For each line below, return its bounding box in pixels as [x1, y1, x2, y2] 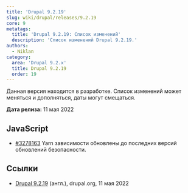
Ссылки [6, 163, 38, 174]
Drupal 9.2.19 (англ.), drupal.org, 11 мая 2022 [15, 180, 129, 187]
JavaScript [6, 123, 49, 134]
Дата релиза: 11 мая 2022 [6, 106, 74, 113]
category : [6, 54, 32, 60]
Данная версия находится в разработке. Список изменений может [6, 87, 181, 95]
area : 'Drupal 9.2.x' [12, 59, 67, 66]
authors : [6, 43, 29, 49]
